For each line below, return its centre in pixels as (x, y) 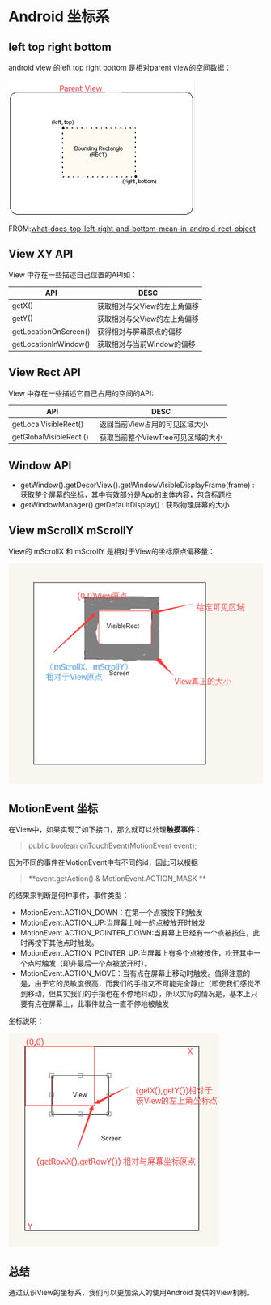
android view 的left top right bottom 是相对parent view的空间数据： (120, 67)
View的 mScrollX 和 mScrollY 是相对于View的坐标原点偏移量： (112, 551)
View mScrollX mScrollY (71, 531)
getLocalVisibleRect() (48, 424)
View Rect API (44, 372)
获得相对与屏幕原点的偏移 (140, 332)
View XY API (41, 254)
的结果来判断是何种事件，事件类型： (69, 896)
